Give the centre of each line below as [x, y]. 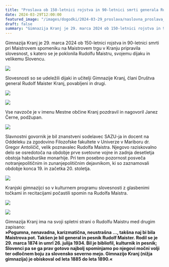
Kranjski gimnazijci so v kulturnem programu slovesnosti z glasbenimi [77, 188]
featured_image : [22, 19]
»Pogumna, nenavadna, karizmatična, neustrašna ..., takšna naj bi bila [80, 232]
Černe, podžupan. [24, 117]
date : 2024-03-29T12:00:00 [33, 15]
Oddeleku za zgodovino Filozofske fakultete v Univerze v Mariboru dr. [77, 142]
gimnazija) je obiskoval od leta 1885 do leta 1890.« [59, 259]
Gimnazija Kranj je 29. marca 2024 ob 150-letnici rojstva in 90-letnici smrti [82, 43]
